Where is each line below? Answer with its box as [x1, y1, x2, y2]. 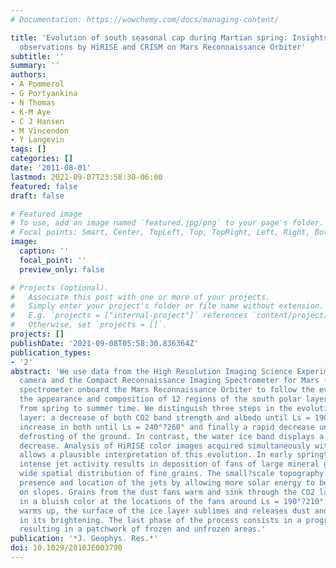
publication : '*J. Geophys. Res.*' [10, 534, 159, 544]
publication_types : [10, 347, 92, 358]
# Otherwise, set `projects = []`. [10, 320, 168, 330]
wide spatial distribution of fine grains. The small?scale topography [19, 469, 325, 479]
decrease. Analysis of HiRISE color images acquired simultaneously [19, 441, 311, 451]
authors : [10, 70, 47, 80]
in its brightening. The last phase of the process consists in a [19, 515, 302, 525]
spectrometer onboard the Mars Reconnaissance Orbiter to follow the [19, 385, 315, 395]
